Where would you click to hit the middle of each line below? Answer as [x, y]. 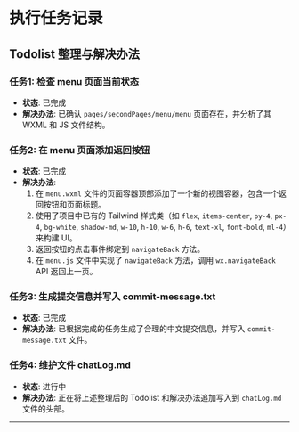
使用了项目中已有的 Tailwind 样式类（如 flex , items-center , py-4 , [154, 216]
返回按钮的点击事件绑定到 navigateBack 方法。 [120, 249]
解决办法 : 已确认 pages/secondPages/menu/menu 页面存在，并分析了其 [146, 113]
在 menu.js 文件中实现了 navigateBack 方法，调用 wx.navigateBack [155, 260]
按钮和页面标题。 [75, 205]
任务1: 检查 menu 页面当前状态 [74, 81]
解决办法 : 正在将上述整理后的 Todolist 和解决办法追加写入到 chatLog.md [152, 397]
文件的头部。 [45, 408]
